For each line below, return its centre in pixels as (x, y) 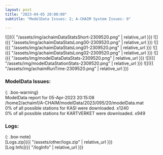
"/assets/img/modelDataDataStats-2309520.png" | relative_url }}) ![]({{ (83, 58)
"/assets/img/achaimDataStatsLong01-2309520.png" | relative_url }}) (81, 48)
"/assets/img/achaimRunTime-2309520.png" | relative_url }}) (67, 69)
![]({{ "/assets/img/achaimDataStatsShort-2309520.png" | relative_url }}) (79, 37)
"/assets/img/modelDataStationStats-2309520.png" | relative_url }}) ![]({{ (79, 63)
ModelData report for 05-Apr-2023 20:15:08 (50, 97)
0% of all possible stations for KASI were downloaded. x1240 (67, 108)
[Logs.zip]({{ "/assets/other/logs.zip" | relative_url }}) (59, 142)
